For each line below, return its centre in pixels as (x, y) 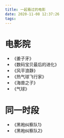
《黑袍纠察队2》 (28, 131)
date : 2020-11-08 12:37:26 (32, 14)
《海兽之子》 (25, 83)
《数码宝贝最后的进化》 (35, 65)
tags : (10, 18)
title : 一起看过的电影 (25, 9)
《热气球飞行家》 (29, 77)
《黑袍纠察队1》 (28, 125)
